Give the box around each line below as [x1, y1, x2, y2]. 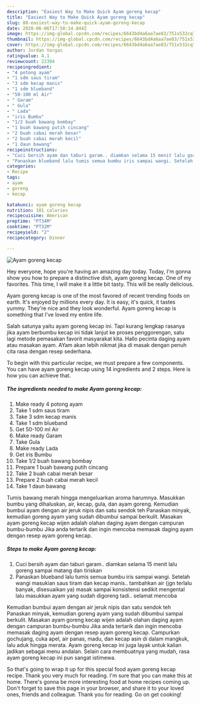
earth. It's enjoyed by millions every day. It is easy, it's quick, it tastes [7, 298, 176, 305]
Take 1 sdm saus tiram [15, 406, 70, 413]
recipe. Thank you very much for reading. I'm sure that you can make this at [7, 672, 192, 679]
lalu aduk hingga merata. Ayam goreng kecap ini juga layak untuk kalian [7, 641, 182, 648]
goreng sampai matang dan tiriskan [15, 567, 103, 574]
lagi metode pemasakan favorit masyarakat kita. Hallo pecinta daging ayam [7, 335, 191, 342]
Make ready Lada [15, 444, 58, 452]
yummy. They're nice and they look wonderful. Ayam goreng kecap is [7, 304, 177, 312]
